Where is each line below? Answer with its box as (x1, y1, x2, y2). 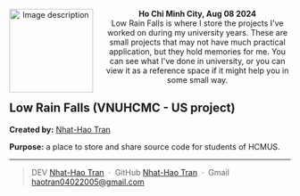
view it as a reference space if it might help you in (105, 65, 289, 76)
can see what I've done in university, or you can (109, 56, 286, 66)
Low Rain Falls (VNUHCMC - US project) (9, 101, 236, 116)
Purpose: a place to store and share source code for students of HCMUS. (9, 141, 280, 151)
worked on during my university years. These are (106, 28, 288, 37)
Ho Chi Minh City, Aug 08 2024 (137, 9, 257, 19)
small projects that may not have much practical (109, 37, 286, 47)
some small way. (166, 75, 229, 85)
